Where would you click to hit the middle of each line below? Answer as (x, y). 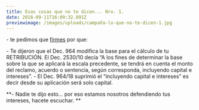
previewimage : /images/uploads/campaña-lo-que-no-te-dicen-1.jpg (89, 23)
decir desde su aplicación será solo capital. (59, 83)
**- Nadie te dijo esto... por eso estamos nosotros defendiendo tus (88, 94)
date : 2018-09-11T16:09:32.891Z (46, 17)
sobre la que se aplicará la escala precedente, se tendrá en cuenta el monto (99, 64)
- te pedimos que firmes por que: (47, 40)
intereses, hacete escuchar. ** (44, 100)
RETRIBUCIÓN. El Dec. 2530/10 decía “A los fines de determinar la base (94, 58)
